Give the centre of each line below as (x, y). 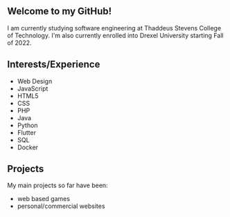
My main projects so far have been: (58, 185)
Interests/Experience (54, 65)
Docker (28, 147)
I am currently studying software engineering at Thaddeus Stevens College (114, 28)
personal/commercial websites (61, 206)
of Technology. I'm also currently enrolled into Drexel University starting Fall (115, 35)
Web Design (35, 81)
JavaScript (33, 88)
